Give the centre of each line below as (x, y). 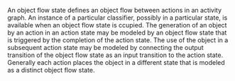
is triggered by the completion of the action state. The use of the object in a (118, 40)
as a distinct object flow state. (51, 70)
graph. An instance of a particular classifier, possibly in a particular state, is (117, 18)
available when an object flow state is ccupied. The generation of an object (117, 25)
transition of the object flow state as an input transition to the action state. (115, 55)
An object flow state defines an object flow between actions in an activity (115, 10)
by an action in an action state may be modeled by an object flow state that (117, 32)
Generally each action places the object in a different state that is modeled (116, 62)
